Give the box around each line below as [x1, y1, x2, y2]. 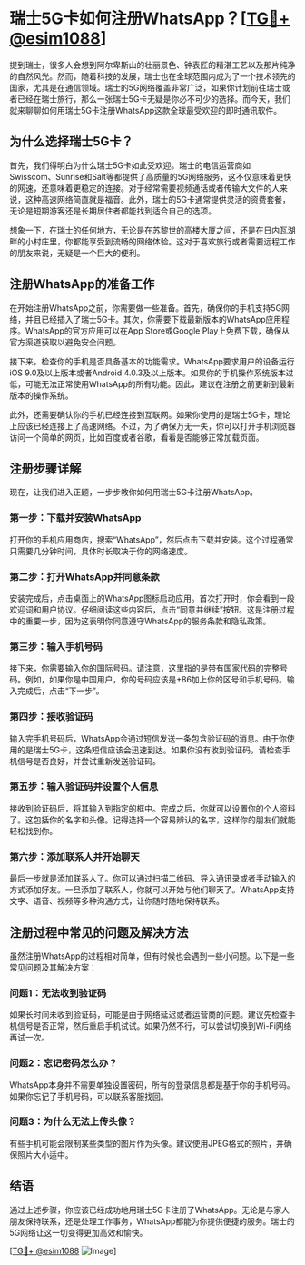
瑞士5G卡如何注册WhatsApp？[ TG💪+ [9, 8, 290, 29]
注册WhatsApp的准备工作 [9, 276, 155, 292]
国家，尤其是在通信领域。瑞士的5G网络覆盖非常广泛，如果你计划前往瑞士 [9, 82, 283, 93]
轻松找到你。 [9, 825, 57, 836]
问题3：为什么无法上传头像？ [9, 1115, 137, 1128]
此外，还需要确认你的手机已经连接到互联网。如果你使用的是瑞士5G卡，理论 [9, 409, 290, 420]
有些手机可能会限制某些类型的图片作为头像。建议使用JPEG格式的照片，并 [9, 1138, 284, 1149]
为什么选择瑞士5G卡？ [9, 134, 133, 150]
